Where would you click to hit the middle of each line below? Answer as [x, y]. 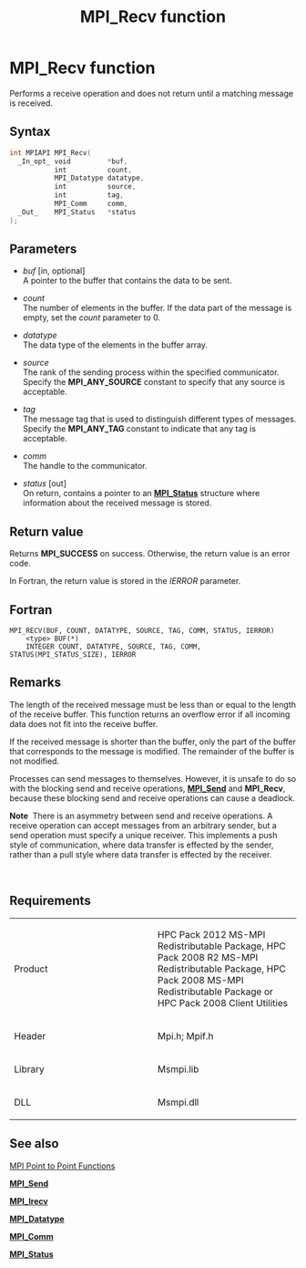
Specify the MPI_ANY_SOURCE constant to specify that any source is [153, 382]
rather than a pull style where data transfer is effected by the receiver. [141, 854]
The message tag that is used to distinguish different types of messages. [159, 419]
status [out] [44, 483]
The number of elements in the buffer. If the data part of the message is [157, 308]
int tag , [89, 195]
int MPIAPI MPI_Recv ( [51, 152]
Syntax [30, 132]
